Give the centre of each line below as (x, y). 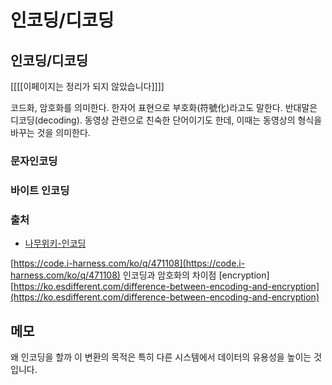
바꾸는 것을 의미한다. (50, 132)
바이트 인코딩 (40, 190)
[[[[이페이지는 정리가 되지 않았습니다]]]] (87, 86)
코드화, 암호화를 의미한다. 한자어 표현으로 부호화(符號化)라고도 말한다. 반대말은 (164, 107)
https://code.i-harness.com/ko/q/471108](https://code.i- (129, 263)
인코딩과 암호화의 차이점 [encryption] (196, 275)
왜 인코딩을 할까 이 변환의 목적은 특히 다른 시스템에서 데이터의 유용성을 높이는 (161, 357)
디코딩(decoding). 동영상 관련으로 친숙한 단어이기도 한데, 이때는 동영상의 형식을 (166, 120)
